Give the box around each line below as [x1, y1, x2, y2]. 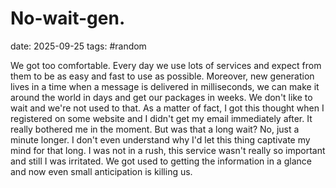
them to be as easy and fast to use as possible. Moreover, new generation [10, 70, 315, 82]
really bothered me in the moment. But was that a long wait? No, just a [10, 123, 300, 135]
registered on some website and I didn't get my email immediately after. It [10, 112, 313, 124]
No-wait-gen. [10, 7, 126, 30]
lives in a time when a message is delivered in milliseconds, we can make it [10, 80, 320, 92]
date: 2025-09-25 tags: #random [10, 40, 147, 52]
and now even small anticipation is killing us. [10, 165, 193, 177]
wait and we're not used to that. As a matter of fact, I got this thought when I [10, 102, 325, 114]
